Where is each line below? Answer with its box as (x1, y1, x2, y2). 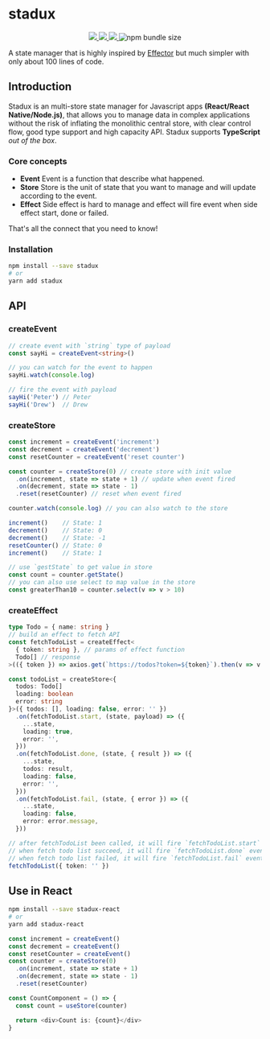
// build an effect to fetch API (8, 631, 121, 639)
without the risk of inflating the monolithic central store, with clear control (8, 118, 252, 128)
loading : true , (22, 728, 74, 736)
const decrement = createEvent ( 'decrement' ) (8, 445, 160, 453)
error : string (15, 698, 63, 706)
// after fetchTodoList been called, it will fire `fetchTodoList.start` (8, 839, 261, 847)
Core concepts (8, 155, 67, 167)
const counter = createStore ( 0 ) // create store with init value (8, 468, 231, 476)
